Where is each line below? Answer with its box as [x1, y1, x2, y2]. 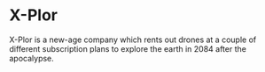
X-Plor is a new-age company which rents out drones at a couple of [9, 34, 257, 45]
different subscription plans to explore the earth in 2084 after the [9, 43, 246, 54]
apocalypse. [9, 53, 55, 63]
